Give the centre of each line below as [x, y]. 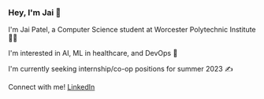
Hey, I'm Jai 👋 [35, 13]
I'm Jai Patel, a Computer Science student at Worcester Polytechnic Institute [132, 30]
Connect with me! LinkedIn [52, 87]
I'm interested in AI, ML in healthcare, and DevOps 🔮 [93, 53]
